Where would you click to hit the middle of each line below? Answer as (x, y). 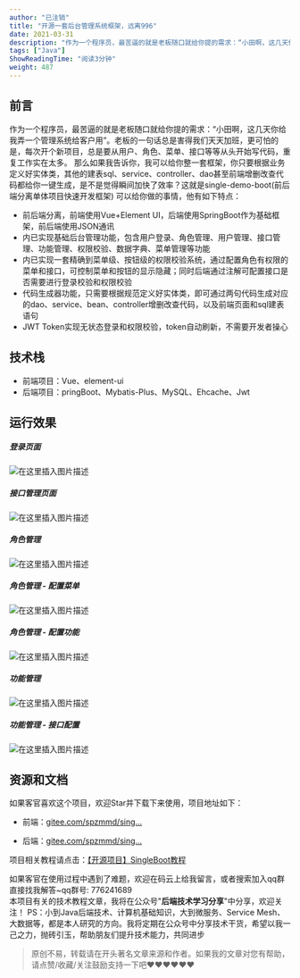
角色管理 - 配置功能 (45, 632)
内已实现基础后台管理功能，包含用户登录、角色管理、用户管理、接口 (147, 237)
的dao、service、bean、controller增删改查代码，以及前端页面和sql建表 (153, 304)
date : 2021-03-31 (42, 34)
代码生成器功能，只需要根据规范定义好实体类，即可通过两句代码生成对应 (155, 293)
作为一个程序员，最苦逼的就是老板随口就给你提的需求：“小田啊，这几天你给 (148, 129)
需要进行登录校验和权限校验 (81, 281)
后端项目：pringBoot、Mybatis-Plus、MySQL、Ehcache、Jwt (136, 392)
